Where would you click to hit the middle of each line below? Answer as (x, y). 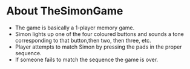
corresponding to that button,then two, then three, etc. (83, 40)
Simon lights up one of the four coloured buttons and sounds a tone (100, 34)
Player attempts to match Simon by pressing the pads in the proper (99, 47)
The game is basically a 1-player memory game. (75, 28)
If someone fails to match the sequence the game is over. (87, 59)
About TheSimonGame (65, 11)
